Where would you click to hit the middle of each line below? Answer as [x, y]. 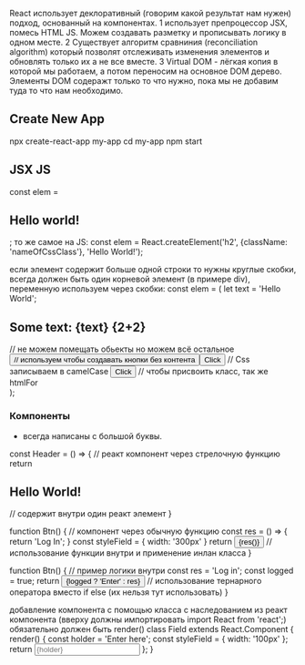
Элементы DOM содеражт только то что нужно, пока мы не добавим [144, 81]
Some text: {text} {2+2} [78, 327]
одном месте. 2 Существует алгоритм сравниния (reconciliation [134, 42]
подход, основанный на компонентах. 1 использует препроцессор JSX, [149, 23]
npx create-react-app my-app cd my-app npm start [106, 141]
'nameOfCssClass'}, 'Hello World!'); [76, 252]
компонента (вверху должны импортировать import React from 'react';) [148, 619]
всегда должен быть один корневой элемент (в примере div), [130, 279]
